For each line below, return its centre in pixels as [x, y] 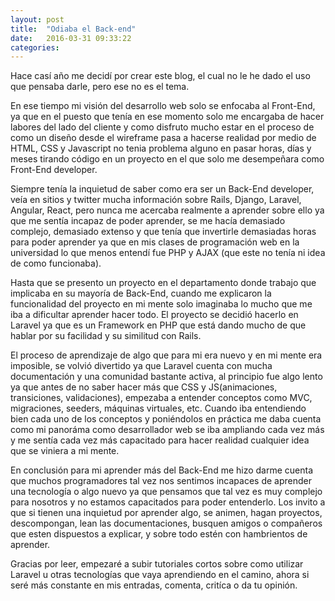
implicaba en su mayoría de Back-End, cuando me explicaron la [141, 293]
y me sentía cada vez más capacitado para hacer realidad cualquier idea [160, 440]
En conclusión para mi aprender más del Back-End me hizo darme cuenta [162, 470]
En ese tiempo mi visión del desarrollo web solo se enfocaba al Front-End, [163, 106]
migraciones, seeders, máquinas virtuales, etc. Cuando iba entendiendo [158, 408]
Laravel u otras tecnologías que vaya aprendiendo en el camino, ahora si [160, 575]
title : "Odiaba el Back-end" [73, 29]
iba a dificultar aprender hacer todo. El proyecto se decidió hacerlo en [154, 315]
